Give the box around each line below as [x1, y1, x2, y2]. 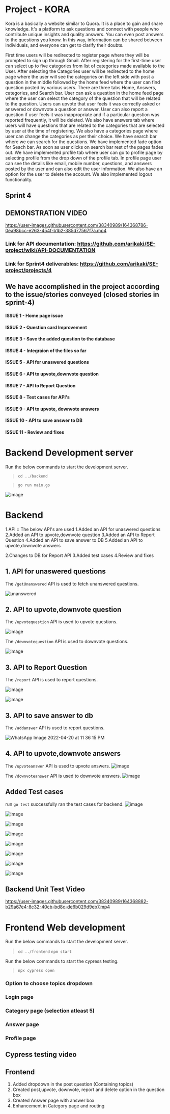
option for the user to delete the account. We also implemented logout [5, 171, 153, 177]
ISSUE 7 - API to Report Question [5, 382, 76, 388]
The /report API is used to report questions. [5, 677, 98, 683]
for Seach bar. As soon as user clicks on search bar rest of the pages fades [5, 144, 164, 150]
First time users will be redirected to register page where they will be [5, 52, 149, 58]
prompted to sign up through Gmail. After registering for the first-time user [5, 57, 161, 63]
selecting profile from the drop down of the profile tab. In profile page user [5, 154, 162, 161]
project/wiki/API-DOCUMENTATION [5, 247, 96, 254]
